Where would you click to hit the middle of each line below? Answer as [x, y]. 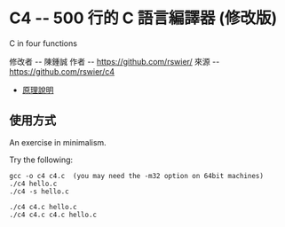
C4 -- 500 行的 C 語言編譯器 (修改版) [143, 18]
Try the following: [41, 160]
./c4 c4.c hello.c [43, 207]
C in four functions [44, 43]
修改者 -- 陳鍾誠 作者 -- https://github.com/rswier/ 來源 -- [115, 61]
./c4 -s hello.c [39, 192]
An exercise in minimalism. [58, 142]
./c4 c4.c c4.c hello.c [53, 215]
